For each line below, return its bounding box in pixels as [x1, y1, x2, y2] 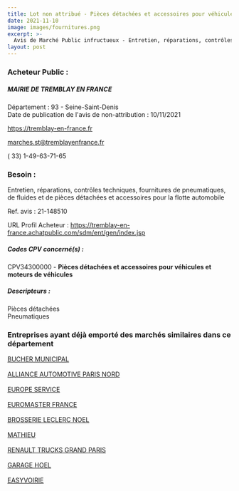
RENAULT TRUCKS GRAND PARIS [7, 446, 107, 455]
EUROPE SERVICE [7, 386, 60, 394]
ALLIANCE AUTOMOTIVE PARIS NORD [7, 370, 120, 378]
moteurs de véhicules [7, 270, 73, 279]
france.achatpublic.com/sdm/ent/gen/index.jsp [7, 229, 146, 237]
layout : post [7, 43, 46, 51]
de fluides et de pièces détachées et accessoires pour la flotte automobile [7, 193, 225, 202]
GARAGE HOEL [7, 461, 52, 470]
